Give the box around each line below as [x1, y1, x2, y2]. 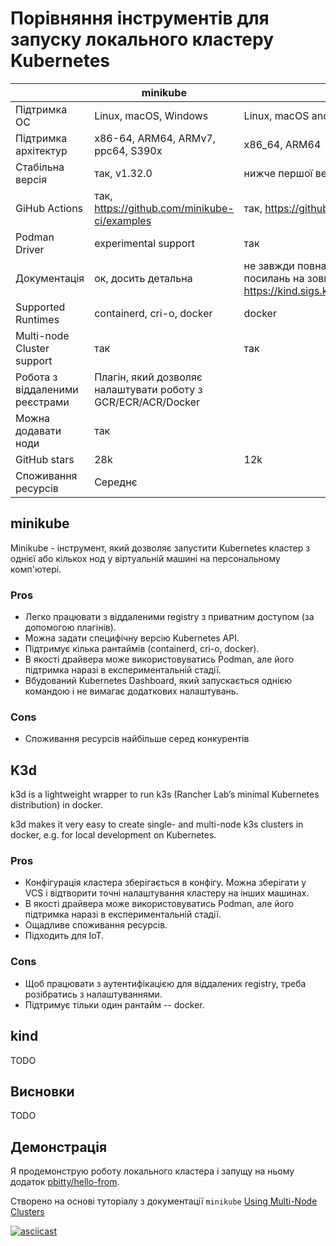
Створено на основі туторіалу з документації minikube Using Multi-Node [10, 1195, 318, 1207]
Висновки [10, 1083, 75, 1100]
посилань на [243, 271, 305, 285]
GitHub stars [15, 452, 75, 466]
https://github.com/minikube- [94, 201, 235, 215]
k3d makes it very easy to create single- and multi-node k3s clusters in [10, 818, 304, 831]
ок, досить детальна [94, 271, 193, 285]
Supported [15, 300, 66, 314]
